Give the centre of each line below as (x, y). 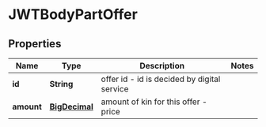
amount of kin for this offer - (154, 102)
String (61, 84)
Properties (35, 44)
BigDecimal (71, 106)
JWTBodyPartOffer (73, 15)
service (115, 89)
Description (162, 66)
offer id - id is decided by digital (161, 79)
